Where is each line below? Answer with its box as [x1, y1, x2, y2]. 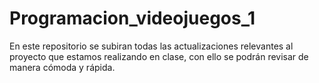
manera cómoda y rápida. [9, 61, 116, 73]
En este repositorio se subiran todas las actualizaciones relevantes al [9, 40, 294, 52]
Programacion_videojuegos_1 [9, 7, 256, 30]
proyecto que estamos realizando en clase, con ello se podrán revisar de [9, 50, 309, 62]
